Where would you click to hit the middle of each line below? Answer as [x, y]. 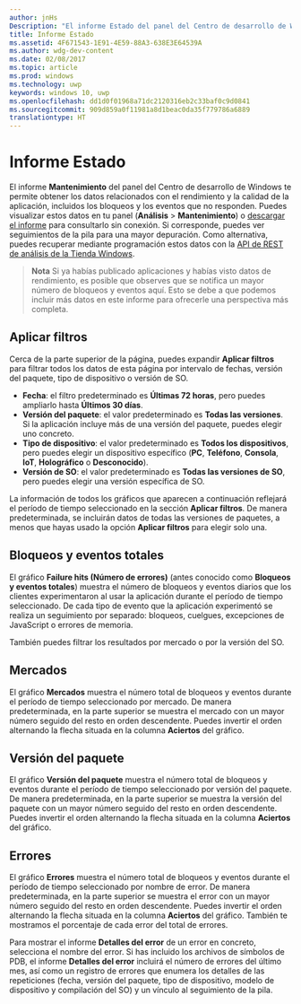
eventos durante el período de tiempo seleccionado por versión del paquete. [150, 790]
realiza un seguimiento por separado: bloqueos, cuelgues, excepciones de [147, 615]
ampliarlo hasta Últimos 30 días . [82, 405]
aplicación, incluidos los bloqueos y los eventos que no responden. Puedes [148, 206]
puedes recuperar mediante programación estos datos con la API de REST [146, 244]
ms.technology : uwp [46, 84]
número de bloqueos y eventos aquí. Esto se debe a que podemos [153, 290]
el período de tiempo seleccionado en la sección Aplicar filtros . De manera [148, 508]
